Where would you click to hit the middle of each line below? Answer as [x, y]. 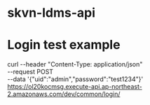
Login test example [64, 45]
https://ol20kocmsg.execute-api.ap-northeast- [75, 87]
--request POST [30, 72]
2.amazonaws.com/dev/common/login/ [64, 94]
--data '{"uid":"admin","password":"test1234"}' [75, 79]
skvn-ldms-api [52, 13]
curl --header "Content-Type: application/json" [75, 64]
